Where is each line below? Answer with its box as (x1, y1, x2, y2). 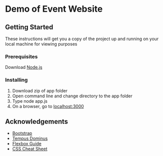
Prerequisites (5, 53, 38, 60)
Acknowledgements (5, 117, 68, 126)
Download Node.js (5, 65, 43, 70)
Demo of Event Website (5, 3, 103, 15)
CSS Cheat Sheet (12, 146, 48, 152)
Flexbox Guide (12, 141, 42, 147)
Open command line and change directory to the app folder (12, 93, 133, 99)
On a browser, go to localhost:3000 (12, 103, 84, 109)
